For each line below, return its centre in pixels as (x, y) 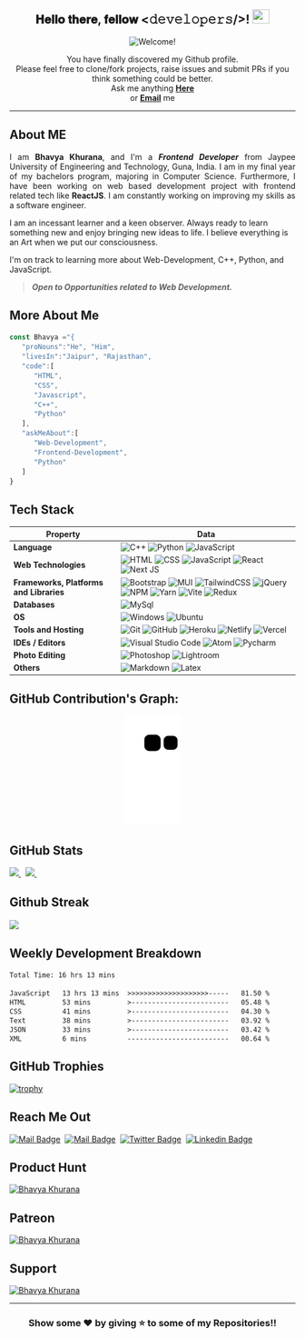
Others (27, 668)
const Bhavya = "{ (42, 337)
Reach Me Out (50, 1118)
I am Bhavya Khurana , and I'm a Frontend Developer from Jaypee (153, 156)
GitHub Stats (46, 850)
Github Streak (49, 902)
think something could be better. (152, 78)
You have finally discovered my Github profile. (152, 59)
